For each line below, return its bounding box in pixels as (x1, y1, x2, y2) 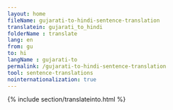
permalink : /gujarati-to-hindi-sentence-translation (7, 63, 167, 70)
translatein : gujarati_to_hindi (7, 23, 103, 30)
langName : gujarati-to (7, 56, 78, 63)
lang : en (7, 37, 33, 44)
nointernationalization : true (7, 75, 97, 83)
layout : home (7, 10, 46, 18)
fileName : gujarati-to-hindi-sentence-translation (7, 17, 160, 24)
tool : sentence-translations (7, 69, 94, 76)
